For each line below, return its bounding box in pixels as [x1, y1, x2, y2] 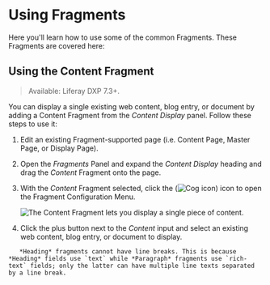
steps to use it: [8, 119, 58, 129]
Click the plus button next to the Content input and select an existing [19, 223, 249, 232]
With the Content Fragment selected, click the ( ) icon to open [19, 183, 262, 193]
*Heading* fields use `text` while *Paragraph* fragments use [8, 254, 222, 262]
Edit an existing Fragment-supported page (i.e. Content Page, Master [19, 134, 251, 144]
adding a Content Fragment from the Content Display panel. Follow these [8, 110, 252, 120]
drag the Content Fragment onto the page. [19, 168, 162, 177]
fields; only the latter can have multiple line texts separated [29, 262, 255, 270]
